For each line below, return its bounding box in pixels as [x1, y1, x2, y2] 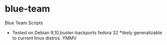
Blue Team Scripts [5, 20, 43, 26]
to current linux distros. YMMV [12, 35, 77, 41]
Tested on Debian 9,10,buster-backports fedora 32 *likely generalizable [12, 29, 162, 35]
